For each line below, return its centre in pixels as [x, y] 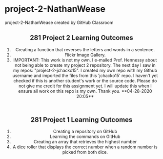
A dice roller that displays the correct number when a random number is [85, 147]
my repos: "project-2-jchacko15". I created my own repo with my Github [85, 70]
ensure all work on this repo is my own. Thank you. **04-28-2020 [85, 91]
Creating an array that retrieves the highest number [85, 142]
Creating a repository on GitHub [85, 131]
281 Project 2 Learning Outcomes [81, 38]
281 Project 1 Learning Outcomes [81, 120]
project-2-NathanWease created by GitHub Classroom [59, 22]
